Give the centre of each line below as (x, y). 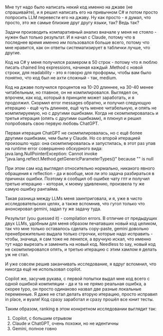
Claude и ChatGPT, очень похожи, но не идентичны (65, 323)
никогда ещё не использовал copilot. (43, 269)
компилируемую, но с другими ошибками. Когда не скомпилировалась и (82, 113)
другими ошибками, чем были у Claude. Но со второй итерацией (73, 138)
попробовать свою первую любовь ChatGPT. (52, 123)
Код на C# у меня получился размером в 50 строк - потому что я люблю (81, 62)
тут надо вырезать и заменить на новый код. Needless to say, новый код (80, 244)
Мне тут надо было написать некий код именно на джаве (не (69, 7)
